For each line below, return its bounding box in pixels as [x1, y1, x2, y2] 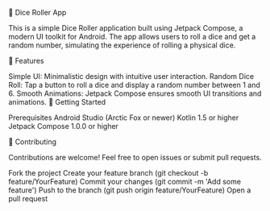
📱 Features [8, 56, 44, 65]
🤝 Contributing [8, 137, 57, 147]
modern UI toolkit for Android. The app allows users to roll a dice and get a [8, 32, 256, 41]
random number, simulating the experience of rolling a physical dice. [8, 40, 236, 50]
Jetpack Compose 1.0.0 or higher [8, 122, 119, 130]
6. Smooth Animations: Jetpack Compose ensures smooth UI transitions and [8, 89, 262, 98]
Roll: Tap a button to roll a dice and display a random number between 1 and [8, 81, 260, 89]
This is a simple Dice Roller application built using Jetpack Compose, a [8, 23, 243, 32]
